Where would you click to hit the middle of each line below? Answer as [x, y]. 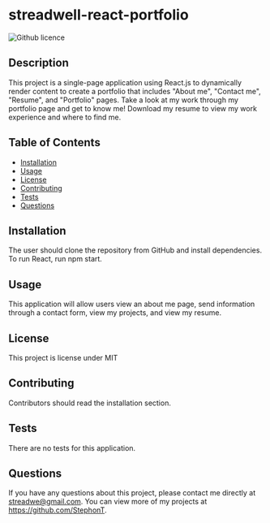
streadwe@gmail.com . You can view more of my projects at [108, 502]
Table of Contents [55, 143]
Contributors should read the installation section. [90, 403]
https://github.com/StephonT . [58, 510]
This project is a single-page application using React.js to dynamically [125, 82]
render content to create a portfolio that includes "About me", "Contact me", [135, 91]
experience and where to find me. [65, 117]
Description [39, 63]
